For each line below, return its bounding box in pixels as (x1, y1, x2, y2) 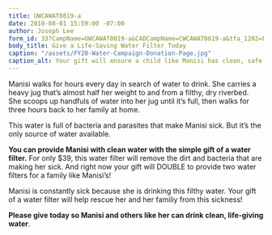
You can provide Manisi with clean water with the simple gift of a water (8, 145, 251, 154)
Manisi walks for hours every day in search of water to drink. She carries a (8, 78, 257, 89)
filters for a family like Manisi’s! (8, 170, 112, 180)
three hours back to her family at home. (8, 104, 140, 114)
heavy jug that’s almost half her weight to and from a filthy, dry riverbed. (8, 87, 249, 97)
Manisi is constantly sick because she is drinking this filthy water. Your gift (8, 186, 257, 195)
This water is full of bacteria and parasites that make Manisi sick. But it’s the (8, 120, 261, 130)
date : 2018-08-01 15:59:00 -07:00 (8, 19, 125, 27)
